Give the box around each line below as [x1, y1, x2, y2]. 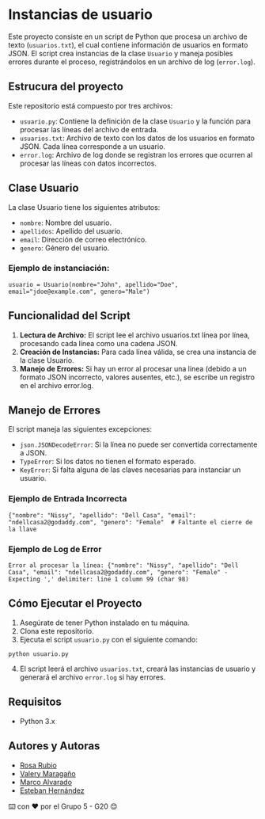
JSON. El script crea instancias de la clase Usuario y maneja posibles [8, 48, 233, 58]
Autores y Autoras [8, 739, 100, 753]
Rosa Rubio [19, 760, 57, 770]
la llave [8, 525, 37, 533]
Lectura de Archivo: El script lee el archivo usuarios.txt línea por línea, [19, 330, 251, 340]
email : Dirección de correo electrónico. [19, 234, 148, 244]
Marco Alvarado [19, 777, 73, 787]
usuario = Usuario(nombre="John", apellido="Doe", [8, 280, 179, 288]
